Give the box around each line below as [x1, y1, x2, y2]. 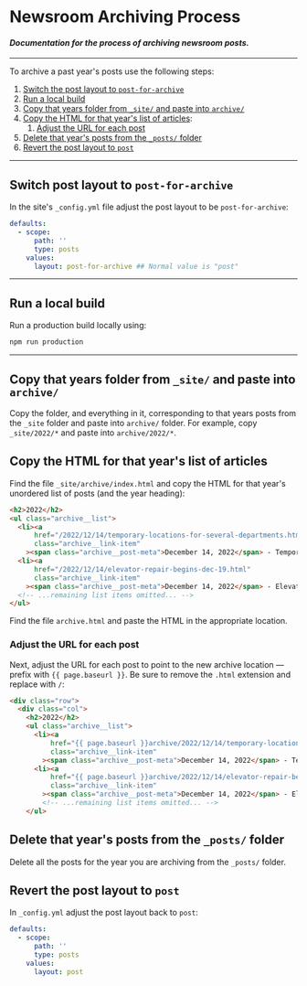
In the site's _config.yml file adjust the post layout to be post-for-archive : [9, 201, 290, 212]
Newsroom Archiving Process [9, 6, 241, 27]
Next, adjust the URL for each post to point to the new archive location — [9, 659, 285, 670]
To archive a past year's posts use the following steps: [9, 66, 215, 77]
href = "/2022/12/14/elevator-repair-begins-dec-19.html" [33, 564, 251, 573]
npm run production [9, 338, 84, 347]
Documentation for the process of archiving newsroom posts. [9, 37, 249, 48]
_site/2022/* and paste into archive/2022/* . [9, 427, 176, 438]
